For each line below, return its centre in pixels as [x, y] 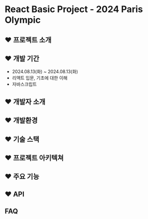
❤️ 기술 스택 [22, 139]
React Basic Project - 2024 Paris [74, 9]
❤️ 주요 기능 [22, 177]
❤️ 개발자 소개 [25, 102]
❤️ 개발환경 [21, 120]
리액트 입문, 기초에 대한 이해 [40, 78]
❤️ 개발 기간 [22, 58]
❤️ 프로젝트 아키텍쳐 [34, 158]
